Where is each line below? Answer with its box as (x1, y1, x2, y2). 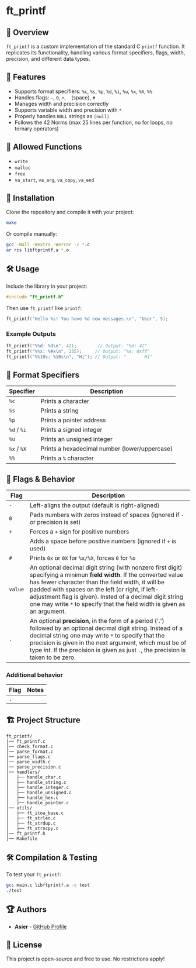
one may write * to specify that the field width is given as (29, 600, 185, 608)
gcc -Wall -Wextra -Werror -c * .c (6, 242, 90, 248)
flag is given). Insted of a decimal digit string (62, 592, 184, 601)
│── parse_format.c (6, 749, 54, 755)
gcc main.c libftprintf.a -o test (6, 882, 90, 888)
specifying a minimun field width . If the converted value (29, 571, 184, 579)
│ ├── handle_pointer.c (6, 800, 69, 806)
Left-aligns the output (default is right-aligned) (29, 501, 160, 509)
